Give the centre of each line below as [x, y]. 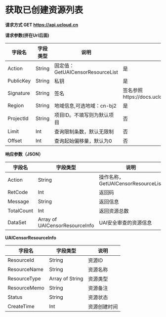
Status [15, 297]
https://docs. [138, 97]
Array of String [66, 278]
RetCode [18, 192]
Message [18, 201]
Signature [19, 93]
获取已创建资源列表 [44, 10]
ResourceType [24, 278]
